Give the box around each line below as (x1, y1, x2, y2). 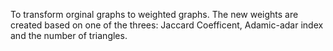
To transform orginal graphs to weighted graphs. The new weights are (10, 9, 299, 20)
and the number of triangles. (10, 30, 128, 41)
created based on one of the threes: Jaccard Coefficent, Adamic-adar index (10, 19, 324, 31)
